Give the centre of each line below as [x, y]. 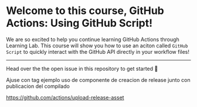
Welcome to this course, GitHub [85, 11]
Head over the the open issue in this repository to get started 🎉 [82, 68]
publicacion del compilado [38, 86]
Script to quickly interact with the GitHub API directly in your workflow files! [98, 51]
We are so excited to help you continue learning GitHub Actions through [93, 39]
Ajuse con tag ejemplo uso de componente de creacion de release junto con [98, 80]
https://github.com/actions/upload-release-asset [65, 97]
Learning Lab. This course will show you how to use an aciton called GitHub [97, 46]
